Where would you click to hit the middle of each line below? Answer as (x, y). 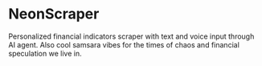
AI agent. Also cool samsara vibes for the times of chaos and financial (124, 44)
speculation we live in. (45, 53)
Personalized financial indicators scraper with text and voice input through (131, 36)
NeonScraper (54, 14)
